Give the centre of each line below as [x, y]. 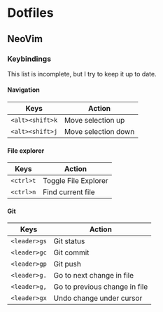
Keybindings [29, 59]
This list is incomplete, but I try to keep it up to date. [82, 74]
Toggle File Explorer [76, 181]
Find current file [69, 192]
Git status [69, 241]
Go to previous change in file [101, 287]
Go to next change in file [94, 276]
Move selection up [94, 121]
